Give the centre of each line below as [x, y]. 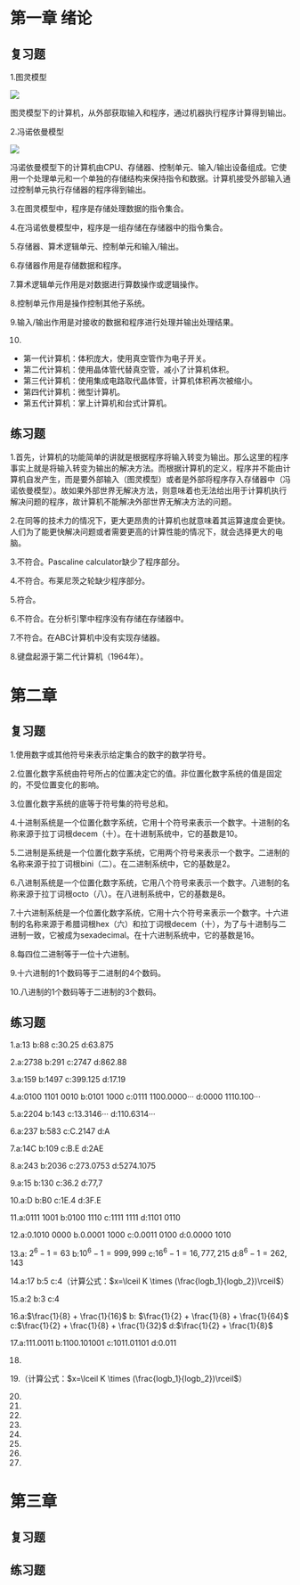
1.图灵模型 [28, 77]
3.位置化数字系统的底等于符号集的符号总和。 [92, 803]
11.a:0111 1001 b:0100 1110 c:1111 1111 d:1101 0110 [95, 1217]
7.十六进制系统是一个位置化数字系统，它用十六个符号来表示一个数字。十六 [146, 912]
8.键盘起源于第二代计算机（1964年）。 [79, 656]
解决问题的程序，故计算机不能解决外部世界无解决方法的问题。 [123, 501]
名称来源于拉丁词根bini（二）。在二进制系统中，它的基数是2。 [122, 863]
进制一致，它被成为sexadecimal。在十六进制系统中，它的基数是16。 [134, 935]
